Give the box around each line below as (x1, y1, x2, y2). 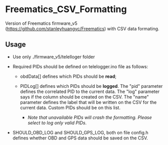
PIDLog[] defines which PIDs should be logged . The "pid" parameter (20, 83, 163, 89)
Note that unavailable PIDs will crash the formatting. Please (27, 114, 152, 120)
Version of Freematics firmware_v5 (5, 20, 78, 26)
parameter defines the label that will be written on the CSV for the (20, 99, 157, 105)
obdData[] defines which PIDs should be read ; (20, 73, 117, 79)
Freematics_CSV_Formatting (5, 4, 127, 15)
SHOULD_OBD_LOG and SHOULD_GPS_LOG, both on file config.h (12, 129, 149, 135)
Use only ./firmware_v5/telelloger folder (12, 54, 95, 60)
